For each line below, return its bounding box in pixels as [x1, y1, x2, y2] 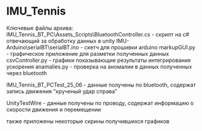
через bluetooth [6, 69, 47, 76]
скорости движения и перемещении [6, 106, 102, 113]
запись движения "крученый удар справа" [6, 87, 117, 95]
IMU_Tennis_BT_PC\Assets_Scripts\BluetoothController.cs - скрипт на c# [6, 30, 190, 38]
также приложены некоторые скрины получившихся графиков [6, 117, 170, 125]
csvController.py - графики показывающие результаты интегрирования [6, 56, 191, 64]
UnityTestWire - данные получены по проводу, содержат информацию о [6, 99, 194, 107]
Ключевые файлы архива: [6, 24, 74, 32]
